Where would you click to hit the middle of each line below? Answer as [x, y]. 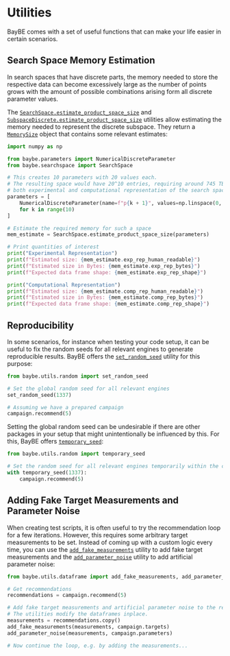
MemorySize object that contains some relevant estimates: [87, 134]
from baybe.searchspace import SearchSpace [70, 165]
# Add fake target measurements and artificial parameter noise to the [111, 608]
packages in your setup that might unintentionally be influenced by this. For [114, 434]
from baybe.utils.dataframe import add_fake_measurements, [93, 576]
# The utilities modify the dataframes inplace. [78, 614]
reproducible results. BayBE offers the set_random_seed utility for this [104, 356]
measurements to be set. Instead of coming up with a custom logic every [110, 542]
